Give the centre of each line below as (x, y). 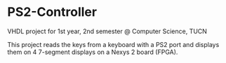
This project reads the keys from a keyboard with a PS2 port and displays (113, 44)
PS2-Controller (52, 12)
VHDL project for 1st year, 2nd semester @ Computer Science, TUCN (107, 31)
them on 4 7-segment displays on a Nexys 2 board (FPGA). (93, 52)
